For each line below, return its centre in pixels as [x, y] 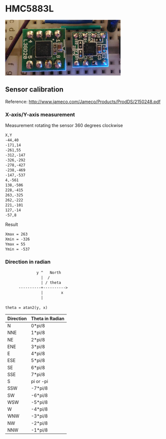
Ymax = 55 [15, 244]
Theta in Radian [48, 318]
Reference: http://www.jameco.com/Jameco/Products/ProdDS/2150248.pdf [83, 101]
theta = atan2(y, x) [27, 308]
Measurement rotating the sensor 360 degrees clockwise [64, 125]
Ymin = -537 [17, 249]
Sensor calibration [34, 90]
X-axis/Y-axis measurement [40, 114]
